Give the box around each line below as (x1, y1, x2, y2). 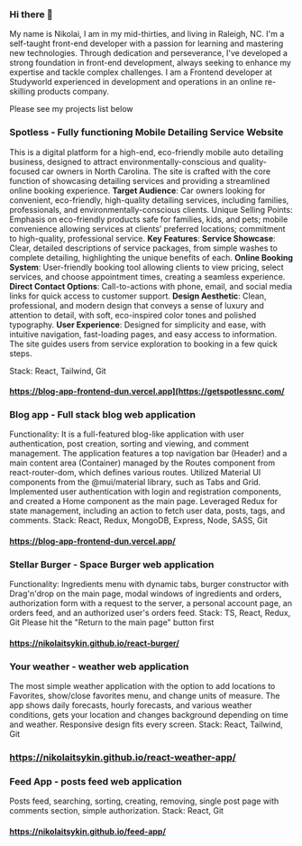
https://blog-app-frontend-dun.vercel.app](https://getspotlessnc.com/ (9, 386, 285, 397)
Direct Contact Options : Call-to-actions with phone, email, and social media (9, 280, 293, 291)
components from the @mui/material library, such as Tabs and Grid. (9, 477, 261, 488)
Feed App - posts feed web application (9, 776, 182, 788)
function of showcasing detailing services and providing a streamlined (9, 175, 270, 186)
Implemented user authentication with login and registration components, (9, 486, 282, 497)
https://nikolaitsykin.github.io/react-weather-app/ (9, 751, 236, 764)
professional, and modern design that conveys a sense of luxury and (9, 299, 264, 310)
